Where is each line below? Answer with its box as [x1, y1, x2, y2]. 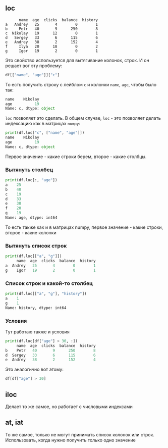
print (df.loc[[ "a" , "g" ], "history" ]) [5, 291, 87, 296]
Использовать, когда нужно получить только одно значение [5, 437, 136, 443]
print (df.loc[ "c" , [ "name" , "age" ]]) [5, 130, 85, 135]
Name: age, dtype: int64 [5, 215, 58, 220]
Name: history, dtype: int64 [5, 305, 67, 310]
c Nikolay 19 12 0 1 [5, 30, 98, 36]
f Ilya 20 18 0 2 [5, 44, 98, 49]
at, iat [5, 418, 24, 427]
